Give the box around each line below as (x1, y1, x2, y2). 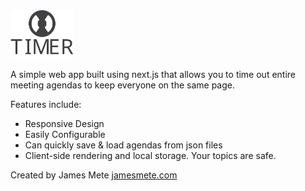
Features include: (10, 98, 82, 110)
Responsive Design (24, 117, 105, 129)
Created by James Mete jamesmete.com (10, 169, 178, 181)
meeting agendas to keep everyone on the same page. (10, 79, 235, 91)
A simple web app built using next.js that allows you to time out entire (10, 68, 297, 80)
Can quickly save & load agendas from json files (24, 139, 223, 151)
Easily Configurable (24, 128, 106, 140)
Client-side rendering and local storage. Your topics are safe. (24, 149, 277, 161)
